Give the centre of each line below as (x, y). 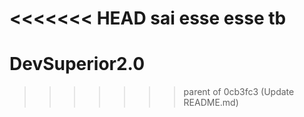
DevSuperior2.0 (77, 64)
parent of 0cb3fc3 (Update (239, 92)
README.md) (211, 103)
